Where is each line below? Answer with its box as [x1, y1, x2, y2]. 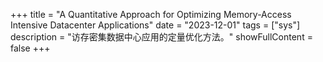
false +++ [10, 42, 51, 54]
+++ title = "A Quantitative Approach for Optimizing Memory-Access [10, 9, 292, 20]
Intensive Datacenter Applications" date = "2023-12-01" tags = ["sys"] [10, 19, 301, 31]
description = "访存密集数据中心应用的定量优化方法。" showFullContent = [10, 31, 313, 43]
